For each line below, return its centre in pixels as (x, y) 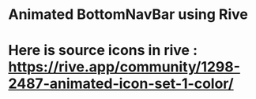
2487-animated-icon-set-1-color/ (121, 84)
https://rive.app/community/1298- (124, 67)
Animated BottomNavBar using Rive (128, 15)
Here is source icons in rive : (103, 51)
